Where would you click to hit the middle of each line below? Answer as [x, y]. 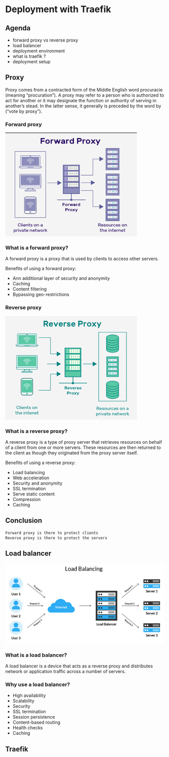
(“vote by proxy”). [24, 111]
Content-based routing [36, 723]
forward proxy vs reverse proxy [45, 40]
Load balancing [29, 472]
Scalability [23, 701]
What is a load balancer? [36, 655]
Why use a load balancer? [38, 684]
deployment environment [39, 51]
